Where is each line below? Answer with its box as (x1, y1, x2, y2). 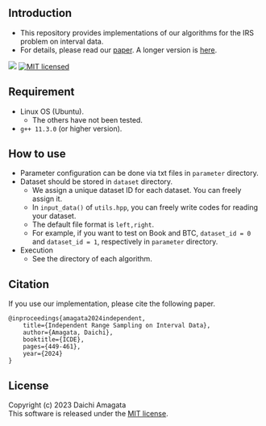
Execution (19, 245, 54, 255)
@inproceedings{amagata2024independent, (8, 315, 147, 323)
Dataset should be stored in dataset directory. (19, 177, 173, 186)
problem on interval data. (19, 36, 104, 46)
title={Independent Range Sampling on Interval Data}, (23, 322, 211, 330)
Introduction (8, 6, 73, 20)
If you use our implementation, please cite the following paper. (8, 299, 216, 309)
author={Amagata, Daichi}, (23, 328, 114, 337)
